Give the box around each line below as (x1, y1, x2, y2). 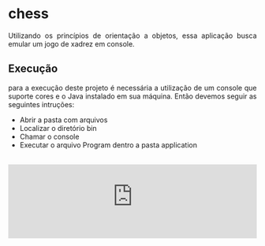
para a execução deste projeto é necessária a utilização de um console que (8, 83, 257, 92)
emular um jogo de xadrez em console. (8, 39, 136, 48)
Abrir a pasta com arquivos (19, 115, 108, 125)
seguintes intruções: (8, 99, 75, 109)
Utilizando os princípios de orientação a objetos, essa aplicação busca (8, 31, 257, 40)
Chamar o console (19, 132, 80, 141)
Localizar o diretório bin (19, 123, 97, 132)
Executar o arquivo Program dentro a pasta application (19, 140, 197, 150)
